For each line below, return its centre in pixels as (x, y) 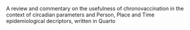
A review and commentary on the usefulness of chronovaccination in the (95, 9)
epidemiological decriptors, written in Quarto (61, 21)
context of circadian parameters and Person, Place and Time (80, 15)
